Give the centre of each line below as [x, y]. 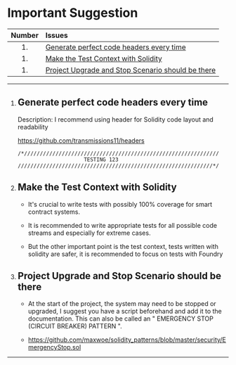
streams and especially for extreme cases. [89, 233]
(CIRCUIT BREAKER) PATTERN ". [75, 326]
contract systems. [54, 212]
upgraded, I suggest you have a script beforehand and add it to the [125, 312]
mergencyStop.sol [54, 347]
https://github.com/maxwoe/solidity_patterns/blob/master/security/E [127, 340]
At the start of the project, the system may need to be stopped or [122, 304]
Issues [57, 35]
